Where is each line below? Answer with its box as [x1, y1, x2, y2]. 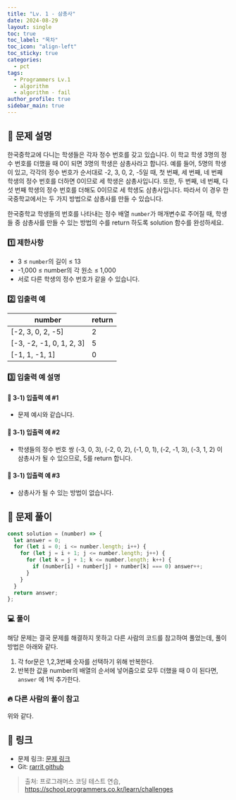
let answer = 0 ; [13, 537, 61, 544]
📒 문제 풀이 [7, 511, 53, 523]
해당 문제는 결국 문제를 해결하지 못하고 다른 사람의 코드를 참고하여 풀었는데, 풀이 [7, 633, 228, 642]
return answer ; [13, 589, 58, 597]
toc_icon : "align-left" [7, 43, 77, 50]
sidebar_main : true [7, 102, 65, 109]
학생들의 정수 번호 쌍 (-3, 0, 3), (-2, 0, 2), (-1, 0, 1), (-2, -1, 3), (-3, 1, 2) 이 [17, 445, 223, 453]
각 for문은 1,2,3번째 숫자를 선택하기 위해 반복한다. [17, 657, 154, 666]
